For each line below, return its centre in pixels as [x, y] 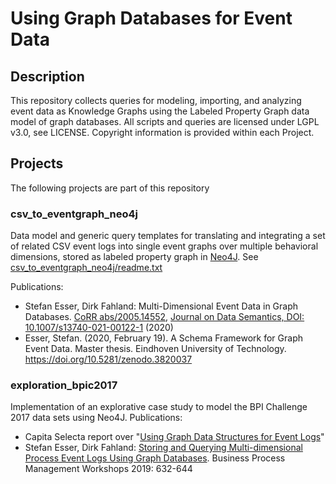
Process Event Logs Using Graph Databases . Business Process [155, 458]
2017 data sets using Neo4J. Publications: [96, 418]
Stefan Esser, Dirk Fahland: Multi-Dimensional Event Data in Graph [161, 306]
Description [47, 76]
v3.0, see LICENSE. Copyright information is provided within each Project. [162, 132]
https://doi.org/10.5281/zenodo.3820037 [108, 359]
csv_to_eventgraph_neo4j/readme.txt [86, 268]
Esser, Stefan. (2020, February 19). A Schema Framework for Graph [163, 338]
